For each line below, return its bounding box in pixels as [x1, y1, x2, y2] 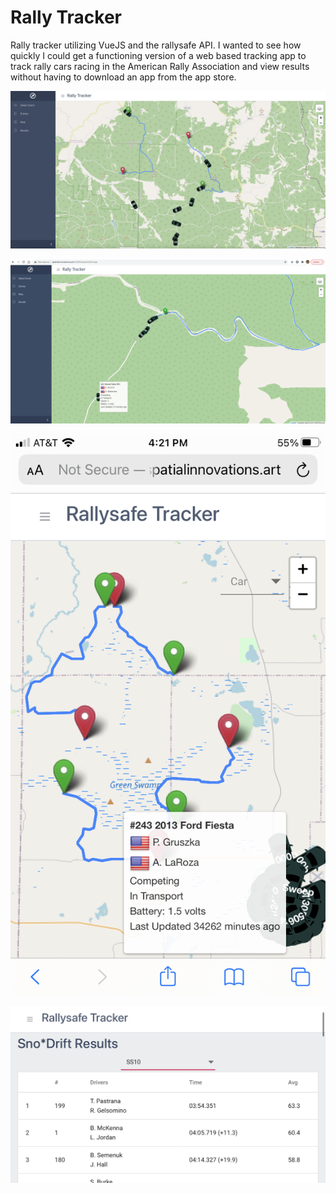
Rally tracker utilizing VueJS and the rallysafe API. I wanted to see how [10, 39, 302, 51]
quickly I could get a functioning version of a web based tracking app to [10, 49, 307, 61]
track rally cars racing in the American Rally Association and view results [10, 60, 310, 72]
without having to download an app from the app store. [10, 71, 237, 83]
